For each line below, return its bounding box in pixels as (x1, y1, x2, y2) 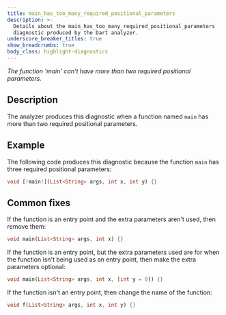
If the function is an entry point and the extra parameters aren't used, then (7, 215, 216, 223)
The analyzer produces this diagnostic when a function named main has (7, 112, 209, 121)
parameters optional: (7, 263, 66, 271)
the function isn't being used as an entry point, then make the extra (7, 255, 197, 264)
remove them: (7, 223, 46, 231)
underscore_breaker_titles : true (7, 36, 102, 42)
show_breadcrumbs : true (7, 42, 75, 49)
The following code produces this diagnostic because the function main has (7, 157, 220, 166)
